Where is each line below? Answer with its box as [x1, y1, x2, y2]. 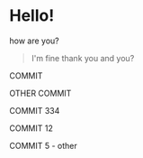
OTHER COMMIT [9, 88, 72, 98]
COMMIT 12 [9, 123, 54, 134]
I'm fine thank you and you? [31, 52, 135, 63]
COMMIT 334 [9, 105, 60, 116]
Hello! [9, 5, 55, 26]
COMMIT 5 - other [9, 140, 78, 151]
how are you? [9, 35, 60, 46]
